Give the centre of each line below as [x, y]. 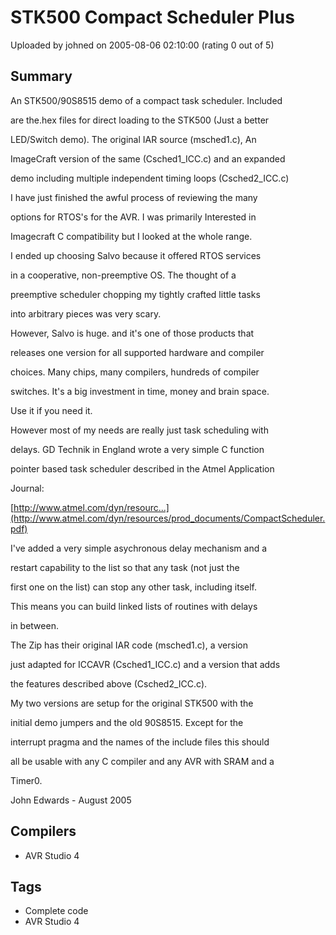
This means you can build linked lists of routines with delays [134, 606]
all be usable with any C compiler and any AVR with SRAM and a [142, 761]
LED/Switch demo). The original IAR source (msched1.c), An [133, 139]
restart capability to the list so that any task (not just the [125, 567]
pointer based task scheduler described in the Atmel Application [142, 468]
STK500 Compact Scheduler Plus [152, 17]
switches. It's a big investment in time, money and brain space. [140, 391]
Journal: [27, 488]
